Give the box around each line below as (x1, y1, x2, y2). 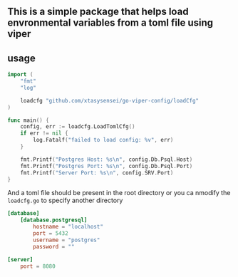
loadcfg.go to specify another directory (7, 196, 123, 205)
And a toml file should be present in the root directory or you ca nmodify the (7, 189, 231, 197)
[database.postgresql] (20, 216, 88, 224)
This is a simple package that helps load (7, 6, 189, 18)
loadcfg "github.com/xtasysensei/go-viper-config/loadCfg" (20, 97, 200, 104)
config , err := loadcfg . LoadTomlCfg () (20, 123, 135, 130)
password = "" (33, 243, 75, 250)
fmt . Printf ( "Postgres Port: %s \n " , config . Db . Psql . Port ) (20, 162, 193, 169)
